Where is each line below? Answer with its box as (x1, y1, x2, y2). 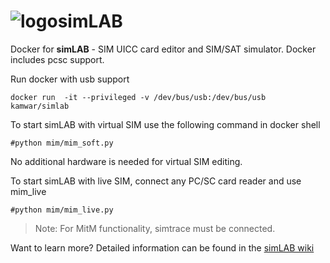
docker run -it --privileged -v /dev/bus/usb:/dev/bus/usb (10, 92, 267, 102)
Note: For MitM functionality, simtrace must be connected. (34, 222, 276, 234)
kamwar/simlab (10, 101, 70, 111)
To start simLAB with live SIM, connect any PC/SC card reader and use (10, 175, 302, 187)
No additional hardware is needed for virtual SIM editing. (10, 155, 243, 167)
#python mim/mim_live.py (10, 205, 114, 215)
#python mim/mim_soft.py (10, 138, 114, 148)
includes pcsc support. (10, 53, 105, 65)
